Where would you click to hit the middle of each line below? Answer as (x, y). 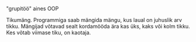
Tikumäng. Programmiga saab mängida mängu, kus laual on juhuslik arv (94, 20)
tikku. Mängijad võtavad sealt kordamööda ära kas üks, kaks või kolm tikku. (98, 26)
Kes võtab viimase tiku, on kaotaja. (48, 33)
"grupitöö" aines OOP (33, 9)
